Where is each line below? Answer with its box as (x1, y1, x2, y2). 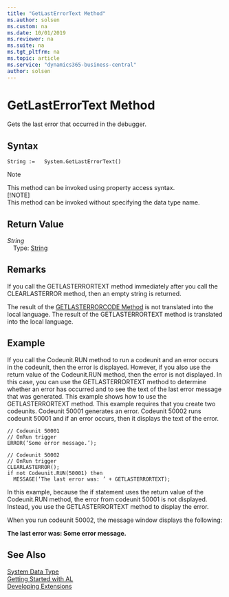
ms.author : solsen (7, 17, 60, 23)
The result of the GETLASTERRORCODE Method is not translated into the (7, 302, 214, 311)
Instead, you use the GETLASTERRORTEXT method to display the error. (7, 502, 209, 510)
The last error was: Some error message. (7, 529, 127, 537)
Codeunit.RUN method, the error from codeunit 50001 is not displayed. (7, 495, 208, 503)
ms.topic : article (7, 55, 60, 62)
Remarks (7, 264, 47, 275)
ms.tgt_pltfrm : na (7, 49, 60, 56)
